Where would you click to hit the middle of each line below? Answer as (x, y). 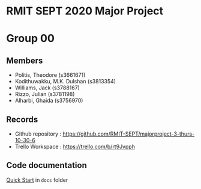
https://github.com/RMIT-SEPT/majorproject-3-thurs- (129, 134)
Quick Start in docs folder (37, 180)
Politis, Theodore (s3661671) (50, 75)
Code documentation (46, 165)
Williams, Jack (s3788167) (47, 88)
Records (22, 119)
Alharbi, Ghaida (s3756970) (49, 101)
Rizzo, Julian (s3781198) (45, 94)
